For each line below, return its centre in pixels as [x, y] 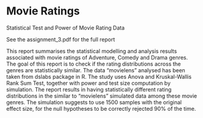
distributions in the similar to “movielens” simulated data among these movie [102, 96]
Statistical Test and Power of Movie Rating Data [66, 28]
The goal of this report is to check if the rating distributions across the [94, 64]
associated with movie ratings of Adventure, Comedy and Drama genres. [97, 57]
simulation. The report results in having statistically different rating [89, 89]
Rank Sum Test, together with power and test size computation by [88, 83]
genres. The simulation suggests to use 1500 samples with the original [94, 102]
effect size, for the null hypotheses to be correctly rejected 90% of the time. [101, 108]
